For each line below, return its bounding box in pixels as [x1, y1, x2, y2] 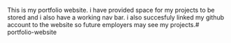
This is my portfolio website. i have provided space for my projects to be [7, 6, 215, 14]
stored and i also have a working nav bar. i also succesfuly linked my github [7, 13, 225, 21]
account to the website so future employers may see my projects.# [7, 21, 200, 28]
